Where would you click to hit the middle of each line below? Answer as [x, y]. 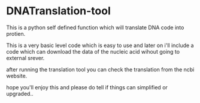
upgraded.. [20, 93]
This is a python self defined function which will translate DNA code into [95, 27]
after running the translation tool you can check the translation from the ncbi [100, 69]
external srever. [25, 58]
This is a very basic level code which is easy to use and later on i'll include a [100, 45]
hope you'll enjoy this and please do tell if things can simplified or [87, 87]
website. [17, 76]
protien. [16, 33]
